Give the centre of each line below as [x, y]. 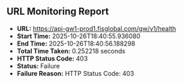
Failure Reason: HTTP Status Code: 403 [75, 73]
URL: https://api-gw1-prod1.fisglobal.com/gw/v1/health [96, 28]
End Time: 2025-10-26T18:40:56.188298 [76, 43]
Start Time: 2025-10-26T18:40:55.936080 [78, 36]
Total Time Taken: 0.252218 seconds [71, 51]
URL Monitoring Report [58, 12]
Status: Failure [38, 65]
